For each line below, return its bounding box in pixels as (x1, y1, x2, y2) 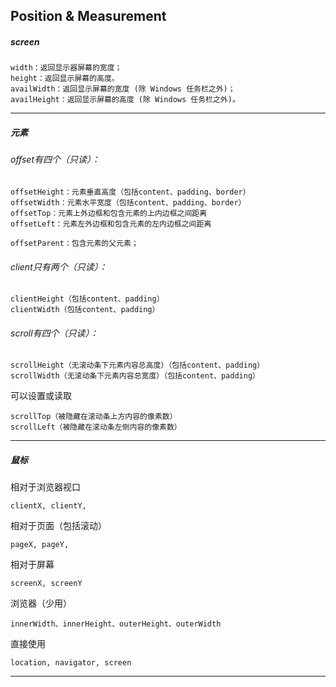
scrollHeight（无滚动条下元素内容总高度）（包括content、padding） (10, 360, 265, 371)
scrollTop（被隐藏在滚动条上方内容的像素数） (10, 412, 178, 422)
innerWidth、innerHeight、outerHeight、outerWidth (10, 619, 222, 629)
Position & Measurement (10, 8, 167, 25)
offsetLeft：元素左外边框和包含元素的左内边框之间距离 (10, 219, 212, 229)
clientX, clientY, (10, 501, 87, 511)
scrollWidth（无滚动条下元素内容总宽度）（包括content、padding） (10, 371, 260, 381)
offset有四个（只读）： (10, 154, 101, 166)
